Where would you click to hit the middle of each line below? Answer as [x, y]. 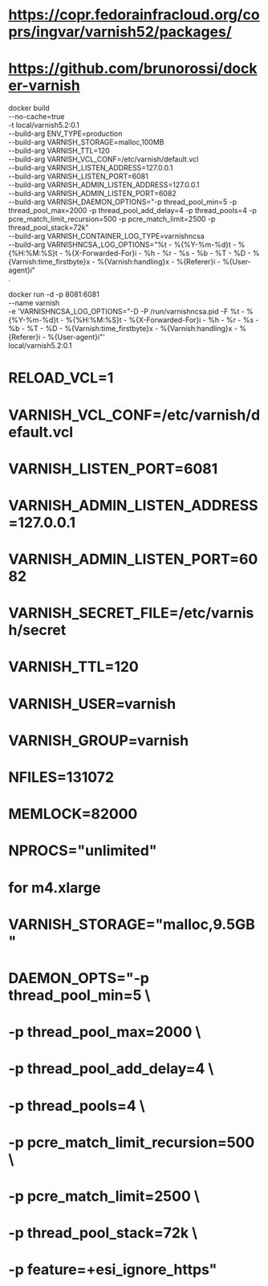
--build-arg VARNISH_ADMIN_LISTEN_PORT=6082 [92, 194]
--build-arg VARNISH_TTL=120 [59, 151]
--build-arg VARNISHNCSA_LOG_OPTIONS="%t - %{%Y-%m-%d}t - [122, 245]
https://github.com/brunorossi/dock [133, 69]
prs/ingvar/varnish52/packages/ [120, 32]
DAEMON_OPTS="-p [79, 978]
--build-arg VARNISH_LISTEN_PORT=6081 [78, 176]
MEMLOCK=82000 [73, 814]
